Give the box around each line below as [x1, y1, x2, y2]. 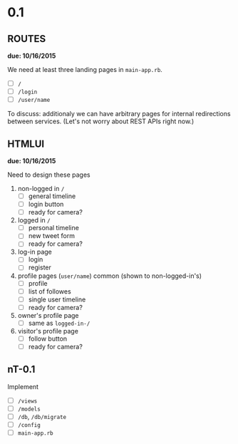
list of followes [28, 286, 71, 296]
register [28, 263, 52, 272]
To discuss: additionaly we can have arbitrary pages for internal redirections [7, 110, 231, 118]
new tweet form [28, 232, 75, 240]
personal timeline [28, 224, 80, 232]
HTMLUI [7, 138, 45, 150]
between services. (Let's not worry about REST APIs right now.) [7, 117, 195, 125]
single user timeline [28, 295, 86, 304]
